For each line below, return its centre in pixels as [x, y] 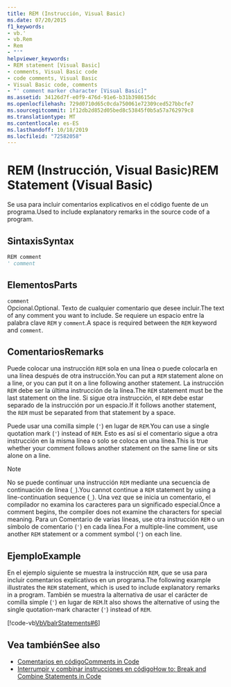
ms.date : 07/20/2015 [37, 20]
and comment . [25, 330]
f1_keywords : [26, 26]
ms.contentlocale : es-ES [43, 123]
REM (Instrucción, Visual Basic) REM [113, 170]
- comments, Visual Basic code [52, 71]
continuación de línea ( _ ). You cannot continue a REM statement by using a [112, 490]
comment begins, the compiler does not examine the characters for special [114, 512]
